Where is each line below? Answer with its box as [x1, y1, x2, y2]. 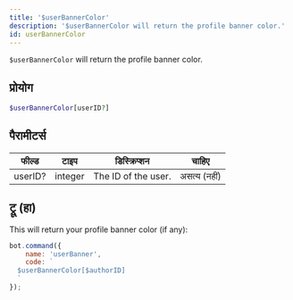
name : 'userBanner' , [25, 249, 102, 259]
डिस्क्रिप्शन [114, 154, 150, 167]
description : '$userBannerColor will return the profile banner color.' [9, 21, 286, 30]
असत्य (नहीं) [180, 170, 222, 182]
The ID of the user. [93, 170, 172, 182]
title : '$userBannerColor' [9, 12, 110, 22]
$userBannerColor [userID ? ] [9, 104, 110, 112]
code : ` [25, 258, 54, 267]
